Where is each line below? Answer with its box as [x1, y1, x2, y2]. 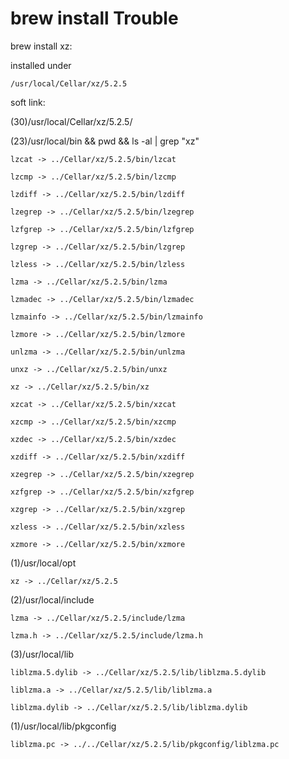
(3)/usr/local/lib [10, 648, 74, 660]
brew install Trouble [10, 7, 179, 30]
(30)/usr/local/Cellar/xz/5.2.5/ [10, 115, 133, 127]
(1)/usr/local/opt [10, 557, 77, 569]
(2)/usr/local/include [10, 593, 95, 606]
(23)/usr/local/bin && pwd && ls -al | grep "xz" [10, 135, 200, 147]
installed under [10, 59, 72, 71]
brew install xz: [10, 40, 73, 52]
